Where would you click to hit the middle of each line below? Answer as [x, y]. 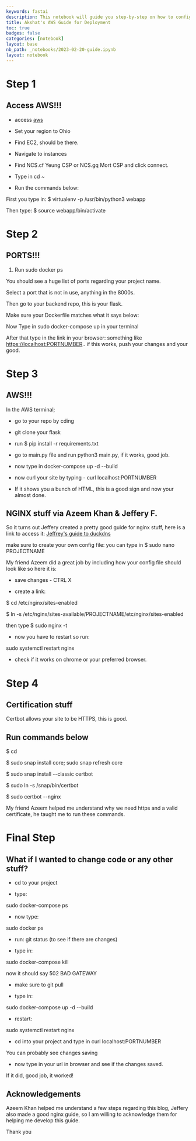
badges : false [23, 33]
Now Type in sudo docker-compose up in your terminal [72, 326]
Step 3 [22, 374]
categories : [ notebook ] [35, 39]
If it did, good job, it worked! [40, 1075]
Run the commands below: [46, 187]
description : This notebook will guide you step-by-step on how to [90, 17]
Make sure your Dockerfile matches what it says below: [73, 315]
